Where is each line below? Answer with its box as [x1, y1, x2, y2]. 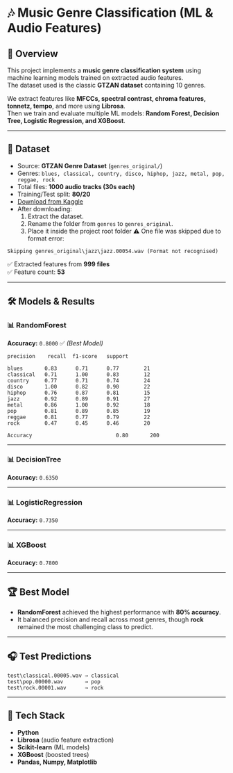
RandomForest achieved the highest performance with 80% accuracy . [17, 608, 221, 617]
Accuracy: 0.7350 [7, 516, 58, 524]
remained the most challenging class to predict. [17, 623, 154, 631]
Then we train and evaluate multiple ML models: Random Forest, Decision [7, 109, 220, 117]
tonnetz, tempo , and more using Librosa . [7, 102, 126, 110]
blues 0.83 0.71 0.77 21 [7, 365, 150, 372]
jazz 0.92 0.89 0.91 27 [7, 395, 150, 402]
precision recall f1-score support [7, 352, 129, 359]
